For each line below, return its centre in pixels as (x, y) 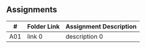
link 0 (35, 36)
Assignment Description (101, 26)
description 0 (84, 36)
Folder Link (43, 26)
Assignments (32, 10)
